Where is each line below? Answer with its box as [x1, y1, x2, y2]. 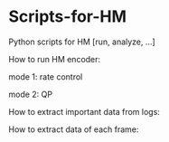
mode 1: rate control [8, 71, 83, 82]
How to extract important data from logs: [8, 106, 160, 117]
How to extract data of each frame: [8, 124, 139, 135]
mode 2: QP [8, 89, 53, 99]
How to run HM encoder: [8, 53, 101, 64]
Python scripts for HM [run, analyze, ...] [8, 36, 155, 47]
